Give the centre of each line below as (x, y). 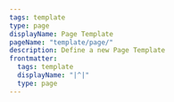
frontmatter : (33, 59)
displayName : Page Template (62, 34)
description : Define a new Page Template (87, 51)
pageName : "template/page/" (62, 42)
